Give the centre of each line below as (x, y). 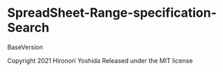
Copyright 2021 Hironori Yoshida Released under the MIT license (100, 60)
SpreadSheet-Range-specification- (112, 13)
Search (29, 28)
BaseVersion (25, 47)
